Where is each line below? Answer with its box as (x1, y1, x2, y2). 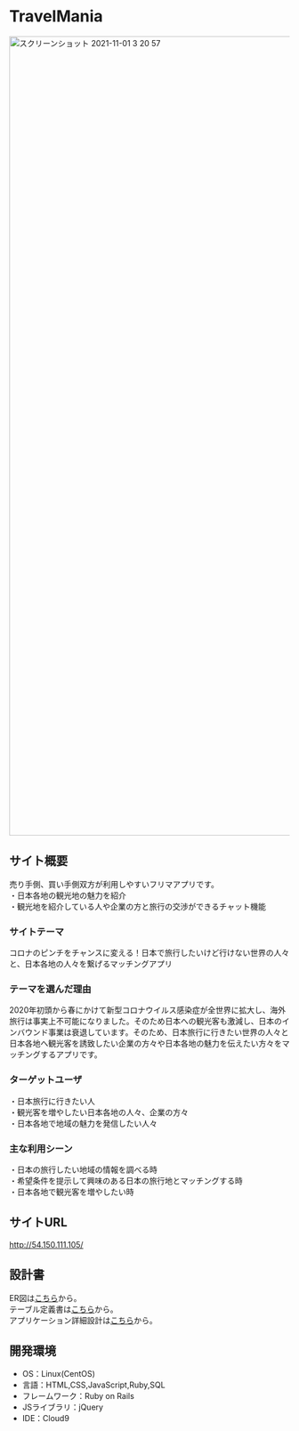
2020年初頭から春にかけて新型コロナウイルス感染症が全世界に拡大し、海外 (9, 1005, 287, 1015)
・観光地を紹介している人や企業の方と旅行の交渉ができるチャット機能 (9, 901, 267, 911)
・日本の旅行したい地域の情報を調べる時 (9, 1164, 158, 1175)
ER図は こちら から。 (9, 1292, 82, 1303)
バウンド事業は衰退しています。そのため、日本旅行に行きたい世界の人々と (16, 1027, 289, 1038)
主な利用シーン (9, 1142, 73, 1154)
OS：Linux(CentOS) (21, 1369, 96, 1379)
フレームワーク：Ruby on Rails (21, 1391, 135, 1402)
